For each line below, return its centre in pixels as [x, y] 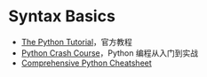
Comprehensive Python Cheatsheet [86, 63]
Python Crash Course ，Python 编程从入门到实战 [110, 53]
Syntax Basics [62, 16]
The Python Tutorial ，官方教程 [76, 42]
